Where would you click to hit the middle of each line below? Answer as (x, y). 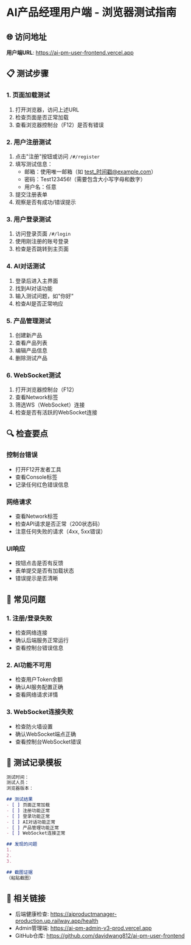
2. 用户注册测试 (29, 142)
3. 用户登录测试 (29, 219)
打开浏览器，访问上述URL (47, 110)
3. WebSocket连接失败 (40, 712)
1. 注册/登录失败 (30, 618)
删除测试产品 (31, 358)
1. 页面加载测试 (28, 95)
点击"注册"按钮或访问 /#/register (57, 156)
